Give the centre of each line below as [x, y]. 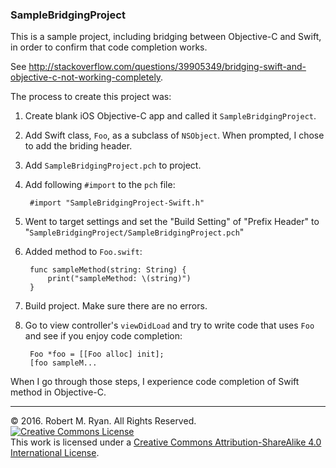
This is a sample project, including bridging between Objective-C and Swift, [166, 37]
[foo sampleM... [63, 363]
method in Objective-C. [58, 392]
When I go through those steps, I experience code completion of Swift [155, 382]
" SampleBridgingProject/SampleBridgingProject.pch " [134, 232]
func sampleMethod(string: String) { [108, 270]
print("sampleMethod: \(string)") [119, 279]
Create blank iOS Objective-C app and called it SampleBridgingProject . [170, 116]
